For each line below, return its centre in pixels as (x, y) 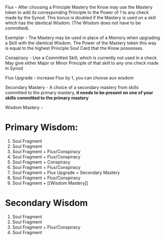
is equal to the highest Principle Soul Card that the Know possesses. (74, 48)
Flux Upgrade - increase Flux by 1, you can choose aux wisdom (69, 78)
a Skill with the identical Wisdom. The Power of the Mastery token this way (81, 43)
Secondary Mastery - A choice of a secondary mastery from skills (72, 87)
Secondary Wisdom (47, 203)
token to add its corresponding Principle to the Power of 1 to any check (77, 12)
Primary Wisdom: (42, 127)
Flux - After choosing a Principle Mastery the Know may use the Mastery (79, 7)
